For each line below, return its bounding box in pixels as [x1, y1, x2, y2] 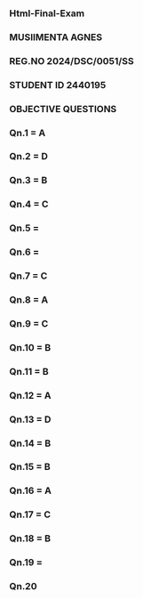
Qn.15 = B [9, 461, 51, 474]
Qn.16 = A [9, 484, 52, 497]
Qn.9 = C [9, 317, 49, 329]
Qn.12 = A [9, 389, 52, 401]
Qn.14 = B [9, 437, 52, 449]
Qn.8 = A [9, 293, 49, 305]
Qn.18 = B [9, 532, 52, 545]
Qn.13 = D [9, 413, 52, 425]
